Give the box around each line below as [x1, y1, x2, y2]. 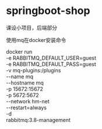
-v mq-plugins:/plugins [6, 67, 61, 74]
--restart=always [6, 104, 47, 111]
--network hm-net [6, 97, 50, 104]
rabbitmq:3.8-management [6, 116, 71, 123]
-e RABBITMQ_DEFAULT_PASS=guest [6, 60, 96, 68]
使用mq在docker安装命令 [6, 36, 66, 43]
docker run [6, 48, 33, 55]
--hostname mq [6, 79, 44, 86]
